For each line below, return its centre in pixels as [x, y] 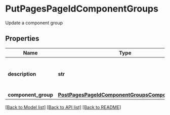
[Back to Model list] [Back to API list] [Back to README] [63, 107]
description [22, 74]
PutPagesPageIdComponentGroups [82, 9]
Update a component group [34, 23]
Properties [22, 39]
